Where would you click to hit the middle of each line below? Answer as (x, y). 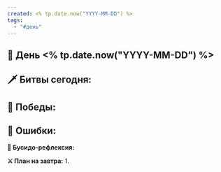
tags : (15, 20)
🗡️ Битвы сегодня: (50, 80)
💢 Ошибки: (32, 130)
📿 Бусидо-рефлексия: (41, 148)
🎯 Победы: (31, 107)
